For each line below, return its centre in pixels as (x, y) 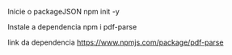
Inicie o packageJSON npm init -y (64, 12)
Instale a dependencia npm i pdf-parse (72, 27)
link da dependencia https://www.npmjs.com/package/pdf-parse (116, 42)
